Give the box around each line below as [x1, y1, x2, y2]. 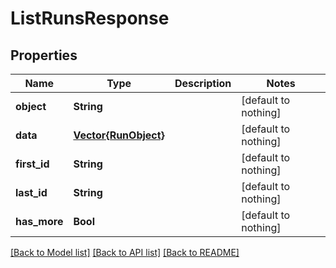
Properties [10, 47, 78, 64]
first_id [15, 157, 50, 171]
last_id [15, 186, 48, 199]
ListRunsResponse [10, 7, 170, 30]
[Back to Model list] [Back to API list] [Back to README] [10, 247, 240, 258]
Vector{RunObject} [73, 128, 165, 142]
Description [174, 77, 232, 90]
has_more [15, 215, 64, 228]
